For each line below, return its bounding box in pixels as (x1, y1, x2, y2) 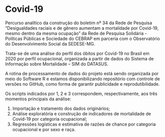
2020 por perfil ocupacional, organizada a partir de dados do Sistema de (5, 55, 154, 61)
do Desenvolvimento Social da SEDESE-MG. (5, 41, 96, 46)
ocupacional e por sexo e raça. (12, 126, 76, 132)
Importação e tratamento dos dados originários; (12, 105, 110, 111)
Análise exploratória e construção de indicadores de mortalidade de (12, 110, 151, 117)
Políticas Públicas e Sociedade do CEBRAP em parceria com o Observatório (5, 36, 160, 42)
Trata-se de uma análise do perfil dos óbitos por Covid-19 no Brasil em (5, 50, 150, 56)
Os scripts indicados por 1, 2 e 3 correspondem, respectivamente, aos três (5, 91, 158, 96)
